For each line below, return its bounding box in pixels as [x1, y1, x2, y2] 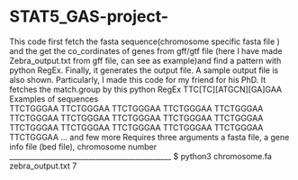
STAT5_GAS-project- [9, 6, 169, 27]
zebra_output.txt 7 [9, 160, 77, 171]
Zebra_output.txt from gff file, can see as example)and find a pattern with [9, 55, 282, 66]
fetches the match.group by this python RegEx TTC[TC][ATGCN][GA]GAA [9, 84, 282, 94]
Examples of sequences [9, 93, 99, 104]
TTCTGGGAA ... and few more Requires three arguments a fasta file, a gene [9, 131, 290, 142]
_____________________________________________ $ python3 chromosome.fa [9, 150, 273, 161]
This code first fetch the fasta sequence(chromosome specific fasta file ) [9, 36, 281, 47]
